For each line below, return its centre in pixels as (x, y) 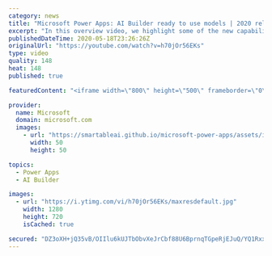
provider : (25, 105)
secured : (23, 239)
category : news (34, 16)
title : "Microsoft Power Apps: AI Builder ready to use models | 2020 (130, 23)
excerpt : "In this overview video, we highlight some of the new (121, 31)
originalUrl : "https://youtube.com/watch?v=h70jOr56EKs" (106, 46)
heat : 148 (25, 69)
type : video (28, 53)
